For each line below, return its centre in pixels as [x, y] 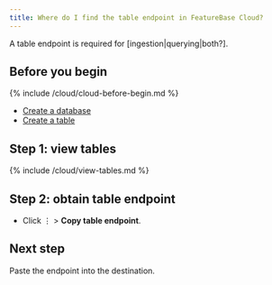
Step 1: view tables [63, 148]
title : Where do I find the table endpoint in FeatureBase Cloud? [136, 18]
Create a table [49, 120]
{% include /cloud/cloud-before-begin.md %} [94, 93]
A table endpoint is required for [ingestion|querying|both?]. [119, 43]
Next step [37, 249]
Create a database [57, 111]
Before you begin [59, 72]
